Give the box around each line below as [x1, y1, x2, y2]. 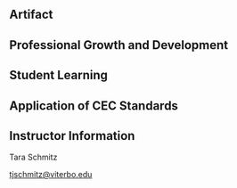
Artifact [9, 7, 53, 22]
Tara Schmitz [9, 151, 58, 163]
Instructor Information [9, 128, 135, 143]
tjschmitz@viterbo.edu [9, 169, 93, 180]
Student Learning [9, 68, 109, 83]
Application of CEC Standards [9, 98, 178, 113]
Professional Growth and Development [9, 37, 229, 53]
